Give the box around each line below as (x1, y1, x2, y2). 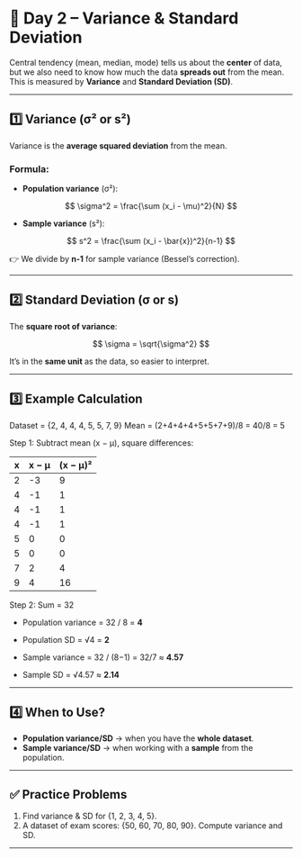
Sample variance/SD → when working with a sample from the (22, 743, 253, 754)
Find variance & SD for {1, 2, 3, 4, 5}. (22, 810, 157, 822)
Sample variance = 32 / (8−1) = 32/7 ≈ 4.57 (22, 652, 184, 663)
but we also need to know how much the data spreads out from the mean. (9, 67, 285, 77)
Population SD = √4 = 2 (22, 634, 110, 645)
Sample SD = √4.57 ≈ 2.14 (22, 669, 120, 680)
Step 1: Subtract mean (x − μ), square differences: (9, 437, 194, 448)
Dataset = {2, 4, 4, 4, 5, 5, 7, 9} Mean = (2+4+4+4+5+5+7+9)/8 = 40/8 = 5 (9, 420, 286, 430)
